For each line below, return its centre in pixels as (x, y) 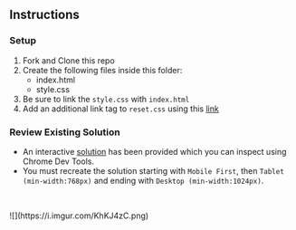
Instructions (44, 15)
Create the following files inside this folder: (102, 70)
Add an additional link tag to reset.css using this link (120, 109)
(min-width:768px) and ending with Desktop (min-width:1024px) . (143, 180)
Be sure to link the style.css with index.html (106, 99)
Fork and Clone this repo (68, 60)
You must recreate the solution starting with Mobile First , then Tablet (153, 170)
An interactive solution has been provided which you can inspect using (154, 151)
